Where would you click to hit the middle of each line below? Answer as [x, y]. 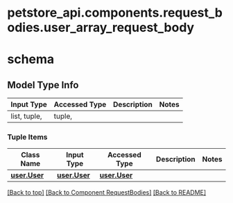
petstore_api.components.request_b [115, 13]
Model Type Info [43, 85]
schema [31, 59]
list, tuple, [27, 116]
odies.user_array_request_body [101, 27]
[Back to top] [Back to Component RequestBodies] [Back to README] [107, 193]
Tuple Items [27, 137]
